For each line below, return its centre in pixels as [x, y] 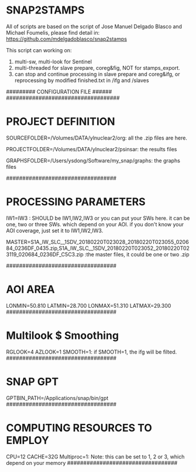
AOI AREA [30, 289]
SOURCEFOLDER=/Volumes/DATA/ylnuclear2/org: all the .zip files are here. [97, 138]
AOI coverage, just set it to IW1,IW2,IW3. [55, 230]
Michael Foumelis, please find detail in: [53, 32]
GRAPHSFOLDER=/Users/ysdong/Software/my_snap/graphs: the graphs [93, 160]
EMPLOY [28, 440]
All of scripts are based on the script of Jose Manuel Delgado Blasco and [94, 26]
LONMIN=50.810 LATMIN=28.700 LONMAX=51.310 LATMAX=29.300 [89, 305]
